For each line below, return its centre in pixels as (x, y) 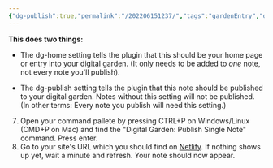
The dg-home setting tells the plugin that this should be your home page (141, 54)
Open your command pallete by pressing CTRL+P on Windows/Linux (135, 121)
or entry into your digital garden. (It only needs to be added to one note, (140, 63)
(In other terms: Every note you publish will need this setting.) (123, 105)
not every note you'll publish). (70, 72)
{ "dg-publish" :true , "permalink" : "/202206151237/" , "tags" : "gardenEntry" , (134, 16)
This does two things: (46, 39)
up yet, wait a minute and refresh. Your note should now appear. (128, 155)
